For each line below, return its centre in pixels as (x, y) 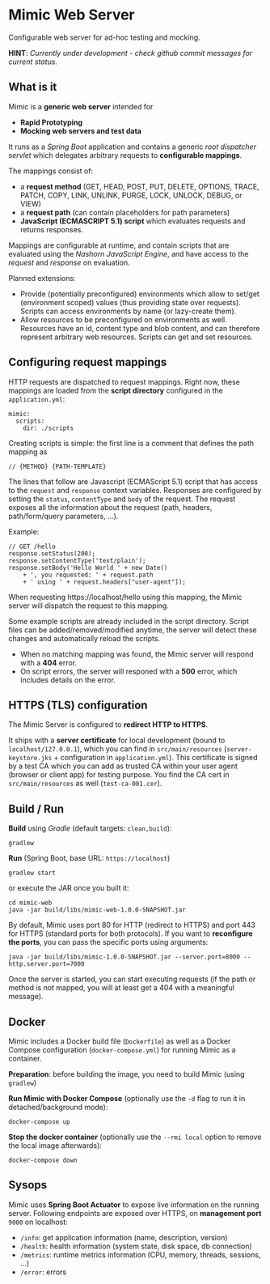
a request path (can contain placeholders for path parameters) (125, 212)
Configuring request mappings (88, 362)
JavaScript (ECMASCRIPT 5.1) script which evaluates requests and (133, 221)
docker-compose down (43, 1160)
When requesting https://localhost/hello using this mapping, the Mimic (125, 597)
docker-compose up (39, 1122)
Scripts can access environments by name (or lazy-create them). (128, 311)
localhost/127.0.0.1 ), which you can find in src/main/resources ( (118, 749)
